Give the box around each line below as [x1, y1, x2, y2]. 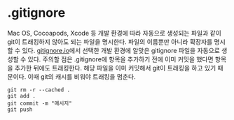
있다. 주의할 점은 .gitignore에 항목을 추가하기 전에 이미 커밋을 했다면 [27, 54, 214, 63]
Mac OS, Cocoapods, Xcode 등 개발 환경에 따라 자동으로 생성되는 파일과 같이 [7, 29, 222, 37]
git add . [7, 92, 36, 99]
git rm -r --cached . [7, 86, 71, 93]
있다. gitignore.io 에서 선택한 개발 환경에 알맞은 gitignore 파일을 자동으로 [22, 46, 221, 54]
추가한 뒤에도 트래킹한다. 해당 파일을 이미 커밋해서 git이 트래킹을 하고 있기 [14, 63, 216, 72]
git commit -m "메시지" [7, 100, 72, 107]
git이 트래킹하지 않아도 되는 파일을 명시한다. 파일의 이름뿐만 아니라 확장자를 [7, 37, 213, 46]
